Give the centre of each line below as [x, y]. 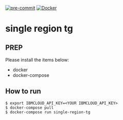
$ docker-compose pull [29, 108]
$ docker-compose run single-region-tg [48, 112]
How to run [23, 92]
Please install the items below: [37, 60]
